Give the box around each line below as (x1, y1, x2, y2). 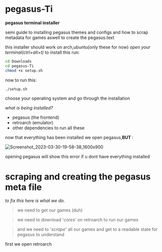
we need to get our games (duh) (17, 207, 83, 213)
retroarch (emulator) (12, 120, 54, 126)
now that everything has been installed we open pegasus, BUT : (5, 135, 134, 141)
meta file (5, 181, 42, 193)
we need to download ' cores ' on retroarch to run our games (17, 217, 139, 223)
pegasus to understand (17, 232, 65, 238)
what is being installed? (5, 105, 53, 111)
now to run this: (5, 77, 37, 83)
